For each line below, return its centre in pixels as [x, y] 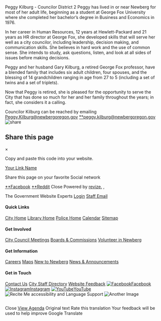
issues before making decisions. [37, 58]
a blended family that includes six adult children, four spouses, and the [76, 72]
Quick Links [17, 207]
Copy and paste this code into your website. [49, 158]
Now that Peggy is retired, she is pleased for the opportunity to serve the [78, 92]
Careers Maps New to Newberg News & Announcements [62, 262]
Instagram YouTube [61, 289]
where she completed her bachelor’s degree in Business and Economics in [80, 17]
